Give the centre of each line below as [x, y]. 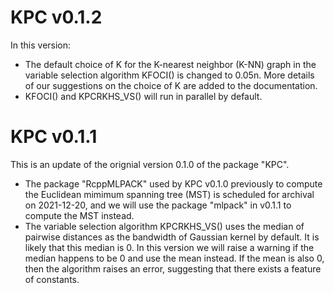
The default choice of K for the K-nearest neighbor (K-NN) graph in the [170, 64]
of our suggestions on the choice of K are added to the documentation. [171, 85]
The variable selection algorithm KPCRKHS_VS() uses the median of [164, 226]
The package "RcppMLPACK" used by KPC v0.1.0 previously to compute [173, 183]
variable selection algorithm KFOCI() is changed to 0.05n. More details [169, 75]
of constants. [52, 279]
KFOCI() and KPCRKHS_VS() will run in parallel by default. [143, 96]
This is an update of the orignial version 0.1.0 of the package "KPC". [150, 164]
